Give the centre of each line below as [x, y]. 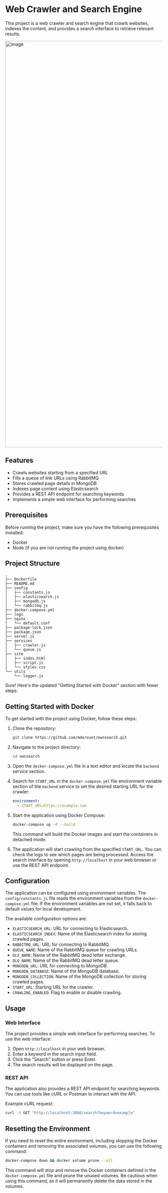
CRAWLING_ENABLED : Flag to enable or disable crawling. [67, 992]
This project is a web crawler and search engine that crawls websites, [77, 23]
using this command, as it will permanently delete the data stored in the [79, 1181]
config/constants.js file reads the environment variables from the [73, 899]
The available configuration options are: [46, 919]
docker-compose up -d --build [44, 824]
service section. [29, 771]
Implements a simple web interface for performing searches [74, 499]
